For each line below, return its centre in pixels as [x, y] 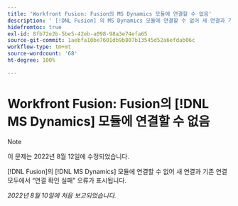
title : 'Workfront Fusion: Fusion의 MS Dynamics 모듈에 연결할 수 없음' [110, 14]
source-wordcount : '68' [43, 54]
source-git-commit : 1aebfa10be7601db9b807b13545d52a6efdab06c [101, 40]
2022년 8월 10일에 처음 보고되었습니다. [62, 195]
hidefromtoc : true [34, 27]
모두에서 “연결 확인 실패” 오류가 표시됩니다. [67, 180]
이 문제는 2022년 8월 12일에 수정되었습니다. [69, 156]
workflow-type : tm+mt [39, 47]
